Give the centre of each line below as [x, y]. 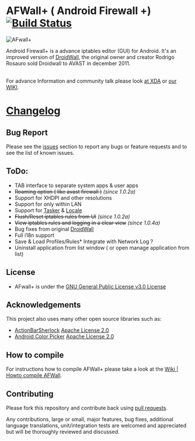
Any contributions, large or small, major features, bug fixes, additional [90, 419]
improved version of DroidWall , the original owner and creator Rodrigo [90, 57]
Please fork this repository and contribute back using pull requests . [87, 408]
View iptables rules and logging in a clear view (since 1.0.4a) [87, 223]
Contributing [30, 394]
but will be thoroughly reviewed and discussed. [63, 432]
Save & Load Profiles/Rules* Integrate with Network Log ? [84, 241]
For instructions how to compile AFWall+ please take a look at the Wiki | [92, 369]
